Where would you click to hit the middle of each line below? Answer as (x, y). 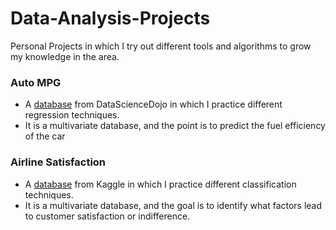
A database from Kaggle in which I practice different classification (160, 184)
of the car (45, 136)
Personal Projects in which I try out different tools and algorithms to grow (161, 46)
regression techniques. (72, 115)
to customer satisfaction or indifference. (107, 216)
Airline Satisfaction (58, 162)
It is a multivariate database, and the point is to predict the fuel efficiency (175, 126)
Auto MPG (36, 82)
